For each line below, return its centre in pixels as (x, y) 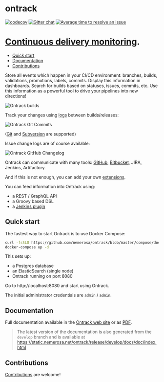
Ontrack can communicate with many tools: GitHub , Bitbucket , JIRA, (73, 162)
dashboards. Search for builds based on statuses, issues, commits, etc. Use (81, 86)
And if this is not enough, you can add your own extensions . (65, 177)
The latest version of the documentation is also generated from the (84, 332)
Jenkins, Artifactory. (25, 167)
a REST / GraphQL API (34, 196)
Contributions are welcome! (33, 375)
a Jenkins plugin (29, 206)
